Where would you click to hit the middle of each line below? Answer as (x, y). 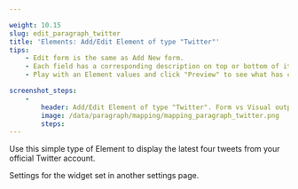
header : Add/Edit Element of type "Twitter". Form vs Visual (157, 107)
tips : (19, 50)
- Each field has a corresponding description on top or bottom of (152, 67)
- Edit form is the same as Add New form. (105, 59)
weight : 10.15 (35, 25)
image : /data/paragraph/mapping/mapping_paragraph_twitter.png (160, 115)
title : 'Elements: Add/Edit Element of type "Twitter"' (114, 42)
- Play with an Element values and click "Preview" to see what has (154, 75)
